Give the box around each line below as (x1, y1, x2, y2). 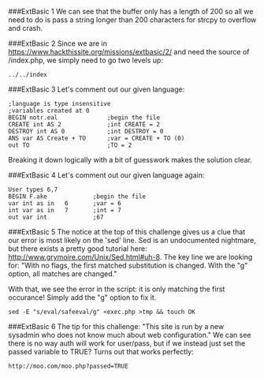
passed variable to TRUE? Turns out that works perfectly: (8, 347, 195, 356)
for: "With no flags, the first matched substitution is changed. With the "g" (8, 260, 248, 270)
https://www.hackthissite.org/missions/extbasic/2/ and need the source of (8, 47, 250, 56)
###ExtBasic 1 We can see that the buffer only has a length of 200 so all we (8, 7, 254, 16)
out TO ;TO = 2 (8, 141, 132, 149)
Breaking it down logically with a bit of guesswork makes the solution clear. (8, 155, 252, 164)
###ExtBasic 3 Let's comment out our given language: (8, 84, 185, 94)
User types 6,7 (8, 185, 58, 193)
